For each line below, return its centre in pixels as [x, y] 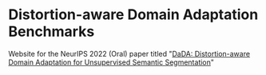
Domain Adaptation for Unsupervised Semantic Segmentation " [111, 62]
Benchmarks [52, 32]
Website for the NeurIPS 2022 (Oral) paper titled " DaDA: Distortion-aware [129, 53]
